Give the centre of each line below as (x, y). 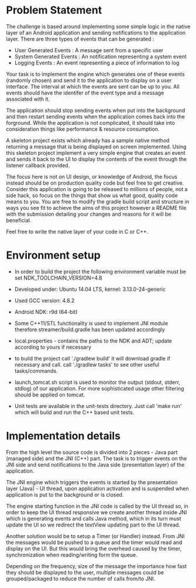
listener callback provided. (38, 165)
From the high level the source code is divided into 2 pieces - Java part (92, 452)
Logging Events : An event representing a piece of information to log (97, 63)
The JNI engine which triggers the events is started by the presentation (92, 482)
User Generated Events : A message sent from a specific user (89, 50)
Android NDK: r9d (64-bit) (46, 312)
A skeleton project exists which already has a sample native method (88, 140)
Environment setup (53, 255)
